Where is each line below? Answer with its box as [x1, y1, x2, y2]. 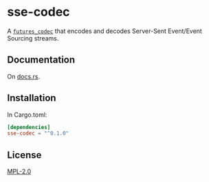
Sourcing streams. [7, 34, 59, 42]
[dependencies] [7, 124, 51, 130]
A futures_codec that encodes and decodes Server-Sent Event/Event [7, 27, 203, 35]
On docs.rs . [7, 72, 41, 80]
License [7, 149, 42, 161]
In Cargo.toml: [7, 111, 47, 119]
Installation [7, 92, 56, 104]
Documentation [7, 54, 76, 66]
